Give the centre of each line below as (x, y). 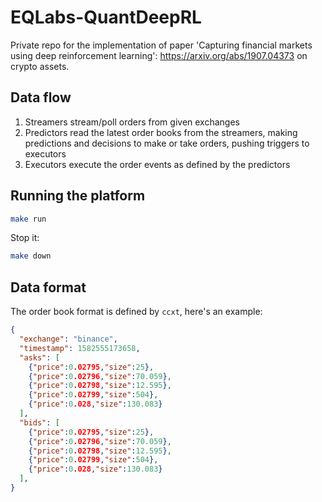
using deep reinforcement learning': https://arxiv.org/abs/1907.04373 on (159, 55)
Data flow (41, 97)
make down (31, 256)
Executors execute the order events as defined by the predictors (157, 164)
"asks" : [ (39, 357)
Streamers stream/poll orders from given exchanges (132, 122)
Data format (48, 287)
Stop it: (25, 238)
